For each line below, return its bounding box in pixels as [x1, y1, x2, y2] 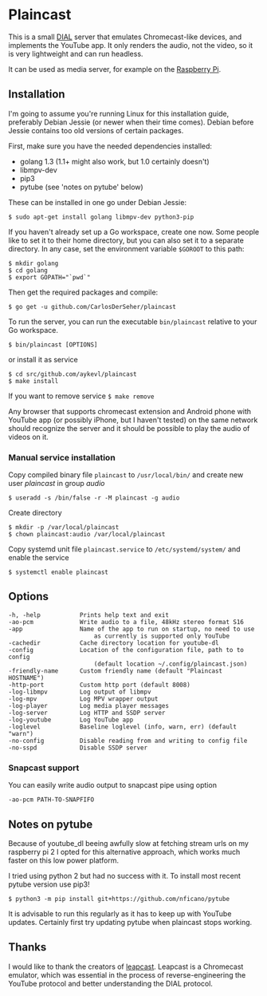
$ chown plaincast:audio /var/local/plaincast [8, 531, 166, 539]
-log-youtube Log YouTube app [8, 716, 134, 724]
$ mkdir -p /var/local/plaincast [8, 524, 120, 532]
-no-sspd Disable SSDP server [8, 744, 148, 752]
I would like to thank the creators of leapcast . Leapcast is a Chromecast [8, 962, 244, 971]
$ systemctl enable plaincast [8, 568, 109, 576]
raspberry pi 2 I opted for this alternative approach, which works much [8, 847, 241, 856]
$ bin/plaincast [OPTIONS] [8, 341, 98, 349]
